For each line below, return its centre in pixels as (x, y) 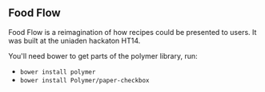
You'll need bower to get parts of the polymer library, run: (103, 56)
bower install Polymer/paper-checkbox (84, 80)
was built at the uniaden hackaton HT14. (74, 40)
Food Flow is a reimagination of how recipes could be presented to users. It (132, 32)
